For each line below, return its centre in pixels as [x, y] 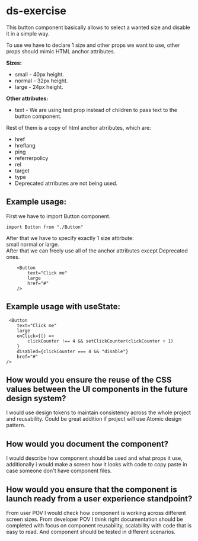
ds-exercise [36, 11]
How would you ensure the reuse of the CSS [89, 380]
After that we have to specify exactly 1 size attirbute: [70, 238]
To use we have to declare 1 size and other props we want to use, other [93, 45]
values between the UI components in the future [97, 389]
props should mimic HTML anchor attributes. [61, 51]
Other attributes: [27, 98]
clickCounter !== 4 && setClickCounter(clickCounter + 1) [100, 341]
